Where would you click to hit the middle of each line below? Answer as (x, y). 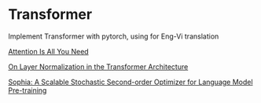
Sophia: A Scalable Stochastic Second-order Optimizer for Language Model (130, 82)
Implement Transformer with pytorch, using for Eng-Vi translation (114, 36)
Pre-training (28, 90)
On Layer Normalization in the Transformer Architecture (98, 66)
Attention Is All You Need (48, 51)
